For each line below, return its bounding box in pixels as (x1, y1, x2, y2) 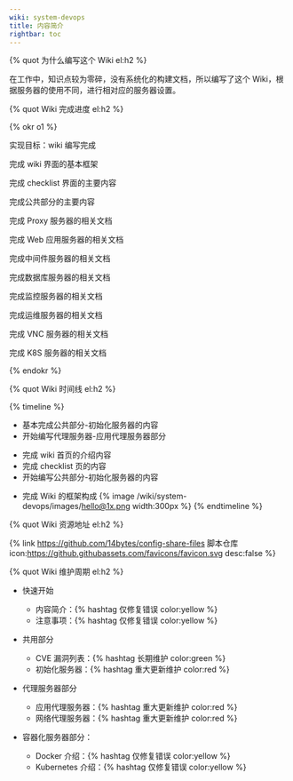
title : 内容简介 (9, 21, 64, 30)
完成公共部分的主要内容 (9, 196, 95, 207)
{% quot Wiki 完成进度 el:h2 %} (9, 104, 124, 115)
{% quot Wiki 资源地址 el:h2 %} (9, 519, 124, 530)
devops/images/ (21, 501, 82, 512)
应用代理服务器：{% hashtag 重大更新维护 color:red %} (35, 702, 238, 713)
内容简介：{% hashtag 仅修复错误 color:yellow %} (35, 604, 218, 615)
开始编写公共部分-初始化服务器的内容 (21, 472, 159, 482)
